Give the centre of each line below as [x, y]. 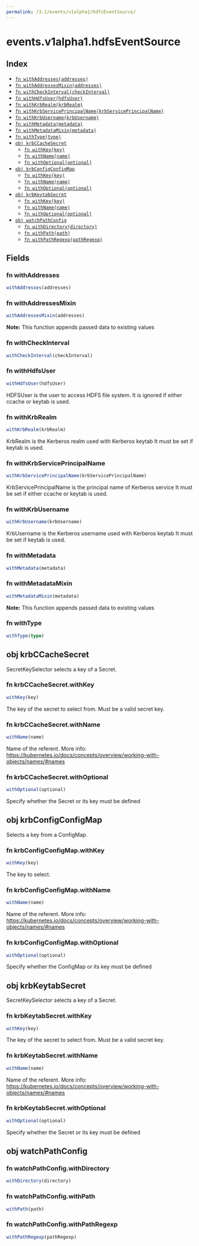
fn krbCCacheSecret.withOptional [57, 777]
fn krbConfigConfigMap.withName [58, 890]
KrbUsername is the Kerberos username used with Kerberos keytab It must [99, 534]
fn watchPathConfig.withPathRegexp [62, 1224]
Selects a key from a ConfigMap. [47, 834]
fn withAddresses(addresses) [52, 79]
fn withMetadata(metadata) [49, 124]
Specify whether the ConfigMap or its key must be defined [79, 967]
